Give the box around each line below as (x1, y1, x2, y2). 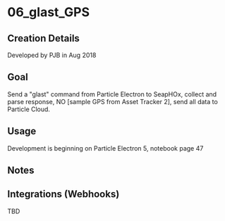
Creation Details (7, 32, 80, 44)
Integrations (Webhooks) (7, 188, 120, 201)
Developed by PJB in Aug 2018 (7, 51, 97, 59)
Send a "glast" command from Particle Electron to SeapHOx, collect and (7, 89, 217, 99)
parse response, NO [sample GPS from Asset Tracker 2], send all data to (7, 97, 219, 106)
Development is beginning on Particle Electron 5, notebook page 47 (7, 144, 204, 152)
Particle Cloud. (7, 105, 51, 113)
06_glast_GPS (7, 4, 90, 20)
